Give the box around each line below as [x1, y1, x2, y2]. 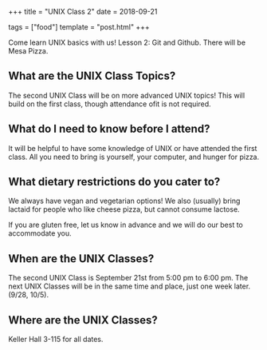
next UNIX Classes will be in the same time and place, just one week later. [8, 281, 251, 291]
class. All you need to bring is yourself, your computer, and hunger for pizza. [8, 152, 260, 161]
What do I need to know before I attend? [8, 122, 210, 136]
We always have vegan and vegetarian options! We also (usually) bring [8, 196, 241, 206]
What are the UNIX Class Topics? [8, 70, 176, 83]
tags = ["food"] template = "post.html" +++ [8, 22, 150, 31]
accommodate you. [8, 229, 72, 238]
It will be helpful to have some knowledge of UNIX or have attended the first [8, 143, 257, 153]
